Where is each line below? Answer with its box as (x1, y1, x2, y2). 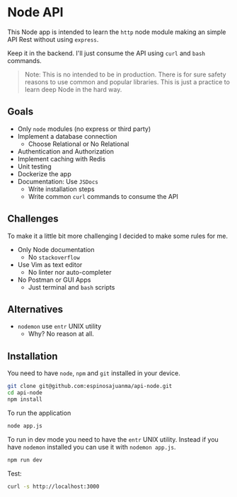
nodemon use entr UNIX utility (17, 322, 102, 331)
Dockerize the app (17, 169, 72, 178)
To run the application (7, 409, 71, 417)
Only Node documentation (17, 245, 95, 253)
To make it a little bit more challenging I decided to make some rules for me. (7, 232, 229, 240)
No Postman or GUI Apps (17, 275, 91, 284)
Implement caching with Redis (17, 154, 106, 163)
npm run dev (7, 456, 42, 464)
